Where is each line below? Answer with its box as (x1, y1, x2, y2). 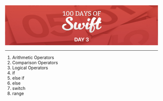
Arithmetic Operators (12, 55, 54, 60)
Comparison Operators (12, 60, 58, 66)
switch (12, 86, 26, 91)
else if (12, 75, 25, 81)
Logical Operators (12, 65, 49, 71)
